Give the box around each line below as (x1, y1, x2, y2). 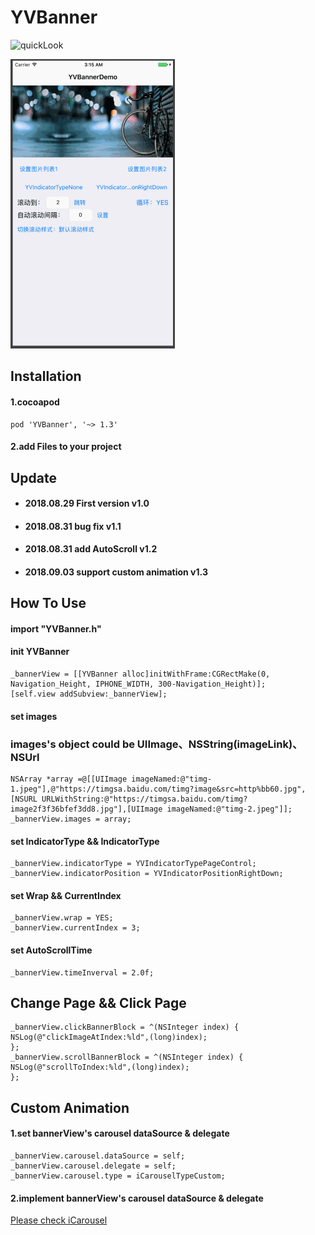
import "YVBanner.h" (10, 622, 102, 635)
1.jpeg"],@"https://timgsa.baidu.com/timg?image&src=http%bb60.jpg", (10, 784, 307, 794)
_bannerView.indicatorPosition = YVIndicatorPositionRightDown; (10, 869, 284, 879)
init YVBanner (10, 646, 70, 658)
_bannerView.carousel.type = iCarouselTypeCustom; (10, 1171, 226, 1181)
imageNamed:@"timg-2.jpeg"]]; (166, 804, 293, 814)
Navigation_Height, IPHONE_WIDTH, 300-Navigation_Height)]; (10, 679, 267, 690)
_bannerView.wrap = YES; (10, 913, 114, 923)
